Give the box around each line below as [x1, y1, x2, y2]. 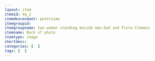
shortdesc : [4, 39, 27, 44]
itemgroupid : [4, 21, 31, 26]
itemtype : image [4, 35, 38, 40]
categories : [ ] [4, 44, 40, 49]
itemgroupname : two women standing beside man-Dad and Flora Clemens [4, 26, 151, 30]
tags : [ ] [4, 48, 27, 53]
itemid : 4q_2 [4, 12, 31, 17]
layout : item [4, 7, 31, 12]
